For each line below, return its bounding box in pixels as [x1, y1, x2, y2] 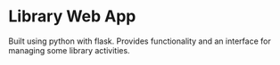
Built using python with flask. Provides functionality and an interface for [8, 36, 271, 46]
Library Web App [8, 6, 136, 27]
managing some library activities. [8, 45, 130, 55]
